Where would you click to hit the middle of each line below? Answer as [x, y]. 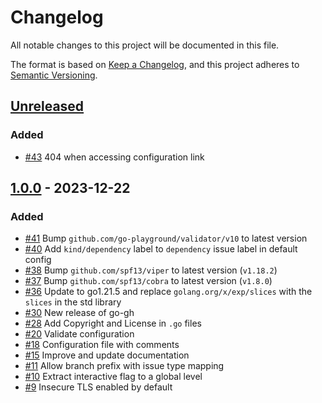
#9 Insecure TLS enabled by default [98, 387]
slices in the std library [73, 302]
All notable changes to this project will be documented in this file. [145, 45]
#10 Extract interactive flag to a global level [113, 377]
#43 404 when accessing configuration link [114, 157]
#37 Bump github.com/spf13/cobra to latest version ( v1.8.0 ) [148, 281]
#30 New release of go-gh [79, 313]
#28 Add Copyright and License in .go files [113, 323]
